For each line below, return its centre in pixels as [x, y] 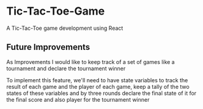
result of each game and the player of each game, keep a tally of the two [98, 86]
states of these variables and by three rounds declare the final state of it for [102, 93]
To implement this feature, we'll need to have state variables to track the [97, 80]
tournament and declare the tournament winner [66, 68]
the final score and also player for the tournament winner [78, 99]
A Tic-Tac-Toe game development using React [65, 28]
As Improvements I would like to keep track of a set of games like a [91, 62]
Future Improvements [48, 47]
